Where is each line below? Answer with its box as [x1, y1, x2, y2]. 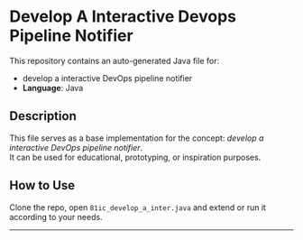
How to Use [9, 178, 76, 193]
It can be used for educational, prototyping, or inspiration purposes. [9, 152, 262, 162]
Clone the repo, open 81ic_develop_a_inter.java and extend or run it [9, 201, 266, 213]
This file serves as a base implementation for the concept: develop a [9, 133, 264, 143]
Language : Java [22, 82, 84, 93]
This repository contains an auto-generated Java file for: [9, 55, 219, 66]
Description [9, 108, 77, 124]
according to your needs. [9, 211, 103, 222]
